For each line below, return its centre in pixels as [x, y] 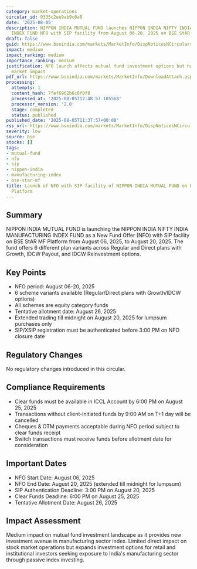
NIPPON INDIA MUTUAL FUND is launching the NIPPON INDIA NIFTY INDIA [97, 229]
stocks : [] [19, 142]
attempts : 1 [26, 88]
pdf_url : [17, 77]
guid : [13, 45]
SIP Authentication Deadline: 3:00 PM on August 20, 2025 [85, 490]
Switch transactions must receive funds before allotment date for [93, 439]
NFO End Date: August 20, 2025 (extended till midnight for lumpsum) [98, 483]
